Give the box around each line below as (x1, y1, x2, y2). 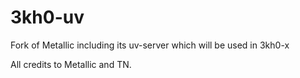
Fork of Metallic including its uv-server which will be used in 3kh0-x (10, 39, 290, 51)
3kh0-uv (10, 6, 85, 29)
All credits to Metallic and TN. (10, 58, 132, 70)
